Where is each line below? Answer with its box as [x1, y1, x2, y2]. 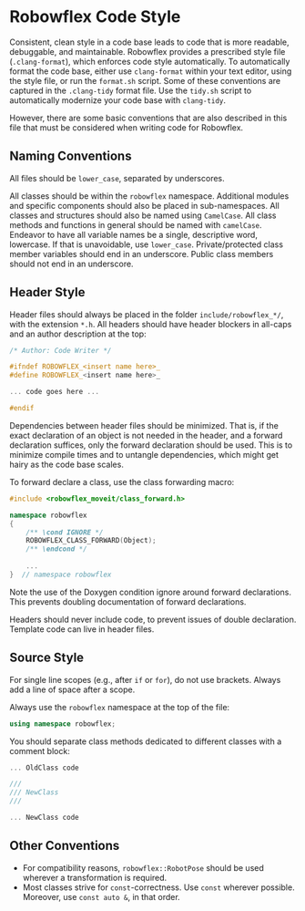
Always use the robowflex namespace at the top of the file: [9, 701, 230, 712]
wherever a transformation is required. [22, 872, 168, 883]
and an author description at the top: [9, 328, 147, 339]
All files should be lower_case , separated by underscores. [9, 172, 225, 183]
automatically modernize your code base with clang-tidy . [9, 94, 226, 106]
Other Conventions [9, 838, 120, 854]
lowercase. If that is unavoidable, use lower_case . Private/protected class [9, 239, 284, 250]
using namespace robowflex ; [9, 719, 117, 729]
